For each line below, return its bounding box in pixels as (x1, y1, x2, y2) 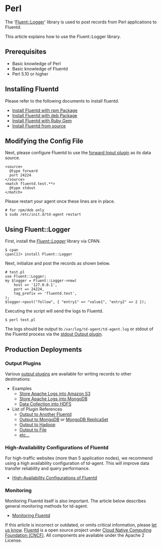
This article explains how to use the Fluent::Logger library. (5, 34, 121, 39)
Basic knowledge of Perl (12, 60, 61, 66)
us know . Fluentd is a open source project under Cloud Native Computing (5, 527, 152, 533)
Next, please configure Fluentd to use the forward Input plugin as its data (5, 150, 151, 156)
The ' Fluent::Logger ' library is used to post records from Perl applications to (5, 19, 157, 25)
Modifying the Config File (5, 137, 83, 145)
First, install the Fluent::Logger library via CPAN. (5, 238, 101, 244)
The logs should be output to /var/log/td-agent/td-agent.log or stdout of (5, 326, 154, 332)
